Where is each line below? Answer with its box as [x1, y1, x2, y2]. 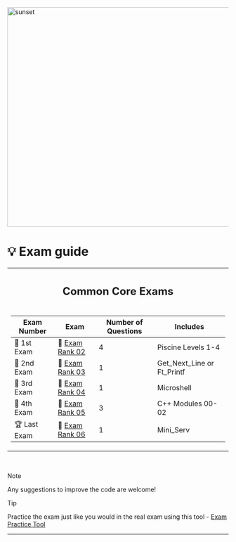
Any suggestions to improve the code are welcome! [7, 485, 157, 494]
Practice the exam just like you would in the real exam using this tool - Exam [7, 512, 227, 521]
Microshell [157, 383, 192, 393]
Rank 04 [58, 387, 86, 397]
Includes [174, 322, 205, 332]
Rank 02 [58, 347, 86, 357]
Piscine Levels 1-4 [157, 342, 220, 352]
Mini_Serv [157, 425, 190, 434]
